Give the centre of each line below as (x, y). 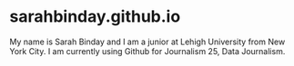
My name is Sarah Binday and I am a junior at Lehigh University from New (147, 42)
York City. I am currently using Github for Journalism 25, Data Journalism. (147, 51)
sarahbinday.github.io (95, 17)
